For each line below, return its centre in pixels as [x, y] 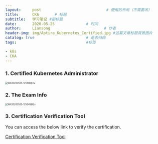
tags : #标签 [51, 42]
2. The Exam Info [26, 94]
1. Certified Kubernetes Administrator [52, 73]
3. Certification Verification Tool [45, 116]
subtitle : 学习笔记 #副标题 [34, 19]
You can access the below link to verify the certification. [63, 127]
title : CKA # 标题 [36, 14]
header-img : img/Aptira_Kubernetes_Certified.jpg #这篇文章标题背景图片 [79, 33]
